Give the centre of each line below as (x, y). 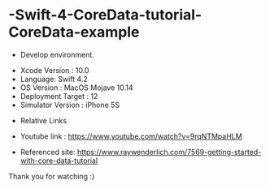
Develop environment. (57, 54)
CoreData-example (74, 32)
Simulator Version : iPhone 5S (70, 105)
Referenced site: (48, 152)
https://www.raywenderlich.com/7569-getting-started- (169, 152)
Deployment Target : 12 (59, 96)
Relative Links (44, 120)
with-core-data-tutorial (59, 161)
